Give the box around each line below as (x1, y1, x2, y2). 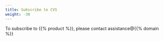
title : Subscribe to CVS (5, 7, 57, 12)
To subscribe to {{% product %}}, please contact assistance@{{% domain (5, 25, 159, 31)
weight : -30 (5, 12, 30, 17)
